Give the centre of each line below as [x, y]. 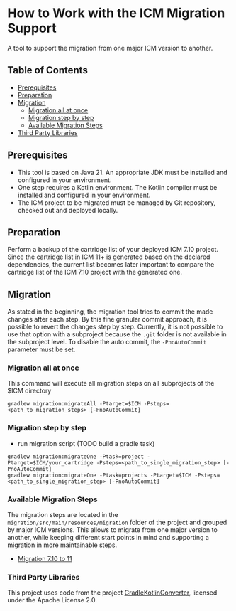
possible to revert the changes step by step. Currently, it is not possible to [115, 327]
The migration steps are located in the [63, 515]
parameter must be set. [41, 349]
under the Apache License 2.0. [52, 600]
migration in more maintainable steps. [62, 545]
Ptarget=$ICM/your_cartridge [50, 463]
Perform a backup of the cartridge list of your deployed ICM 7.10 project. [113, 250]
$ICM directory [29, 391]
